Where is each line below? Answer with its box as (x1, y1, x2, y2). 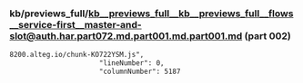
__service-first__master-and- (9, 18, 143, 31)
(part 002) (244, 30, 291, 42)
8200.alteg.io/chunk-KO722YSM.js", (9, 51, 145, 60)
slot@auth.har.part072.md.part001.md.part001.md (9, 30, 243, 42)
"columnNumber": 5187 (98, 67, 181, 77)
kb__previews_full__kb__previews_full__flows (87, 7, 294, 20)
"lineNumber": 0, (98, 59, 166, 68)
